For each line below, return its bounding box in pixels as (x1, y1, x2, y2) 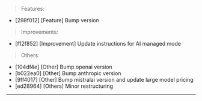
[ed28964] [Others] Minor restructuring (14, 82, 113, 90)
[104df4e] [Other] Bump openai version (14, 63, 112, 70)
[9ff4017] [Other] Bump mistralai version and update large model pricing (14, 76, 194, 83)
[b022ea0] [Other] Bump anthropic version (14, 70, 121, 77)
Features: (20, 5, 45, 12)
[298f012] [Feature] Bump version (14, 17, 99, 23)
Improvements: (20, 28, 58, 35)
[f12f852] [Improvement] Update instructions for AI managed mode (14, 40, 182, 47)
